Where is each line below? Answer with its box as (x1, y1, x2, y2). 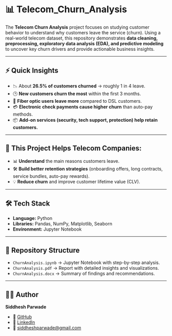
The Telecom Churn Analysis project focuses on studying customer (5, 24, 149, 30)
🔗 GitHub (12, 314, 32, 320)
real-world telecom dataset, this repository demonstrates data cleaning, (5, 35, 158, 41)
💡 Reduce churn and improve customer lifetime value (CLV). (12, 178, 140, 184)
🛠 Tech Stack (5, 199, 50, 208)
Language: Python (12, 215, 53, 221)
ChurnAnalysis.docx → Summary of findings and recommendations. (12, 270, 155, 277)
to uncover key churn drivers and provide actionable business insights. (5, 46, 155, 52)
